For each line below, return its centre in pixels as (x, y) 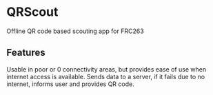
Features (26, 53)
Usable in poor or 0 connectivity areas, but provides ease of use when (106, 69)
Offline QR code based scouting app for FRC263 (75, 31)
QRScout (32, 12)
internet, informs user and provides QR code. (71, 84)
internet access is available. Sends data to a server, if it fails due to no (105, 76)
